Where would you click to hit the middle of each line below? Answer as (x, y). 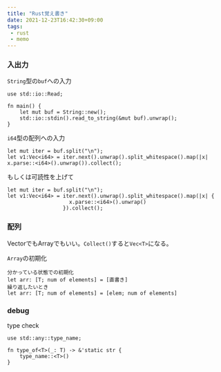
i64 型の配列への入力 (36, 138)
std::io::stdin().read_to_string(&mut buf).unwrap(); (98, 118)
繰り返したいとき (28, 287)
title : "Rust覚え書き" (38, 13)
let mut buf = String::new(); (63, 112)
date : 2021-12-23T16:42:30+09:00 (55, 20)
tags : (15, 26)
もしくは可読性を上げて (40, 177)
